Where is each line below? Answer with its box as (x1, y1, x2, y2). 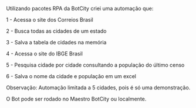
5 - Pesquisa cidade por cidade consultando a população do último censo (6, 61, 185, 68)
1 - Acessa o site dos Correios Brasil (6, 16, 94, 23)
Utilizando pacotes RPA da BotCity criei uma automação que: (6, 5, 154, 12)
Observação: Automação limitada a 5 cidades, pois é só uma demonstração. (6, 84, 191, 91)
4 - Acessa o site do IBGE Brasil (6, 50, 83, 57)
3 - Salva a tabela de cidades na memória (6, 39, 107, 46)
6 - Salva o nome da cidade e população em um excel (6, 73, 137, 79)
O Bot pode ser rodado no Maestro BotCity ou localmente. (6, 96, 147, 102)
